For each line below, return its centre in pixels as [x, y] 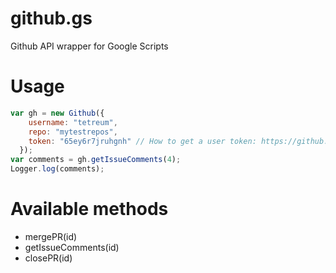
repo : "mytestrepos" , [73, 132]
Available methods [89, 209]
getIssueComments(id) [72, 247]
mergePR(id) [51, 236]
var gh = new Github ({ [57, 113]
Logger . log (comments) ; [57, 169]
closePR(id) [48, 258]
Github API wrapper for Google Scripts [89, 46]
